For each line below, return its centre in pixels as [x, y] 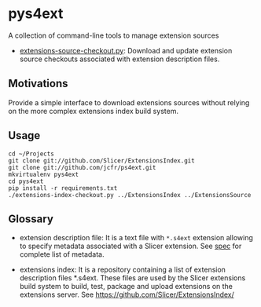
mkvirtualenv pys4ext [44, 174]
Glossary [31, 219]
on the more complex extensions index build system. [94, 111]
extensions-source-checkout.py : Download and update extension [126, 50]
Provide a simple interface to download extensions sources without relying [129, 102]
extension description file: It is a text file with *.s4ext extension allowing [136, 238]
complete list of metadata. [62, 254]
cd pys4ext [26, 181]
